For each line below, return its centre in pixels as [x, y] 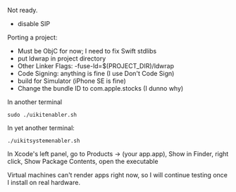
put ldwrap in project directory [62, 58]
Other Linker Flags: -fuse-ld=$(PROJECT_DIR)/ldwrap [96, 66]
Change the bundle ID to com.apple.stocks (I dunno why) [100, 88]
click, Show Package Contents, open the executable [83, 161]
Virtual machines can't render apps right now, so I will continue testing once [117, 175]
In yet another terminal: [41, 128]
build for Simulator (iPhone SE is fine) [72, 81]
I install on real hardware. [44, 183]
